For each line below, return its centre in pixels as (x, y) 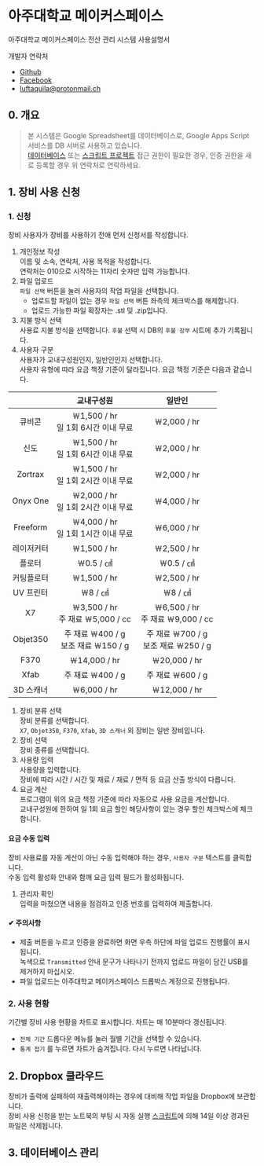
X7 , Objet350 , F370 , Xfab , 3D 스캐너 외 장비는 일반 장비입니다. (112, 731)
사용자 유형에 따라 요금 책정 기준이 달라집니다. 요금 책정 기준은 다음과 (125, 369)
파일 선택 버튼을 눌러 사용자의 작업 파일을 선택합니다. (99, 291)
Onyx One (31, 501)
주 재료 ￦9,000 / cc (177, 619)
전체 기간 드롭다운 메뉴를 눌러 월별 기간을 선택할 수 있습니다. (110, 1039)
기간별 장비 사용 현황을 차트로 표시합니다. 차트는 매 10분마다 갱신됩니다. (117, 1022)
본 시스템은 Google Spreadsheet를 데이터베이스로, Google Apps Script (138, 135)
